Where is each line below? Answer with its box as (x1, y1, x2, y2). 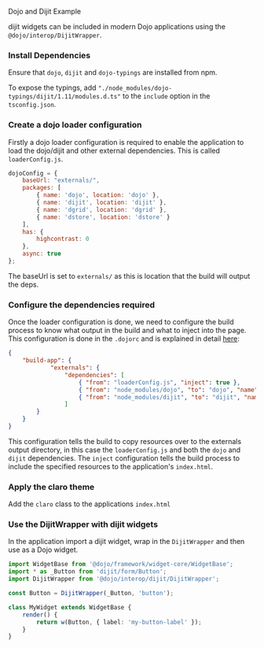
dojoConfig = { (8, 169, 58, 177)
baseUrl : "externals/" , (22, 176, 101, 184)
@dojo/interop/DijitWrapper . (8, 31, 102, 39)
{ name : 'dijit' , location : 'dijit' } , (36, 198, 167, 207)
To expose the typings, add (8, 83, 97, 93)
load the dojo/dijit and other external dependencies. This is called (8, 146, 220, 155)
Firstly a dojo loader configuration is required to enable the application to (8, 137, 244, 146)
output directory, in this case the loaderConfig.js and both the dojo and (8, 445, 241, 454)
